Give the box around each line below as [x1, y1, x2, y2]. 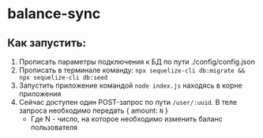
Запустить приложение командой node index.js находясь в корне [18, 80, 242, 90]
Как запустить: [7, 36, 86, 50]
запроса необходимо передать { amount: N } [18, 106, 169, 115]
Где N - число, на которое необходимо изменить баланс [30, 114, 223, 123]
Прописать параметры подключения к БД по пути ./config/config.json [18, 57, 256, 66]
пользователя [30, 123, 78, 132]
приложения [18, 89, 62, 99]
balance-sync [7, 5, 101, 23]
